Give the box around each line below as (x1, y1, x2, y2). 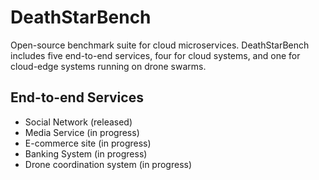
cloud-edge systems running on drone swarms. (10, 60, 207, 72)
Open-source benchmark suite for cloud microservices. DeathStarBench (10, 39, 310, 51)
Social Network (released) (24, 116, 133, 128)
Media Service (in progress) (24, 126, 140, 138)
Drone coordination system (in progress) (24, 158, 193, 170)
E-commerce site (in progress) (24, 137, 152, 149)
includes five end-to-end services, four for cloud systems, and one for (10, 49, 301, 61)
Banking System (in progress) (24, 147, 148, 160)
